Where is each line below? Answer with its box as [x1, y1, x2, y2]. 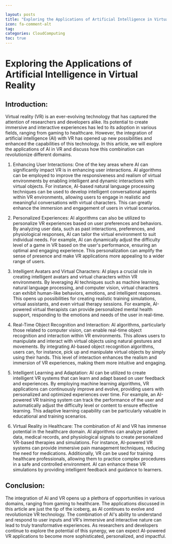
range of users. [12, 258, 45, 264]
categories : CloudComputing [5, 31, 66, 36]
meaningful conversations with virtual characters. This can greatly [12, 200, 153, 205]
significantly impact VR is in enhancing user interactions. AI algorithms [12, 167, 162, 173]
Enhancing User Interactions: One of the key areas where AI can [12, 162, 148, 167]
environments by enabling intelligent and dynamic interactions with [12, 178, 154, 184]
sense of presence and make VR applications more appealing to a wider [12, 253, 165, 259]
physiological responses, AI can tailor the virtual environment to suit [12, 231, 156, 237]
